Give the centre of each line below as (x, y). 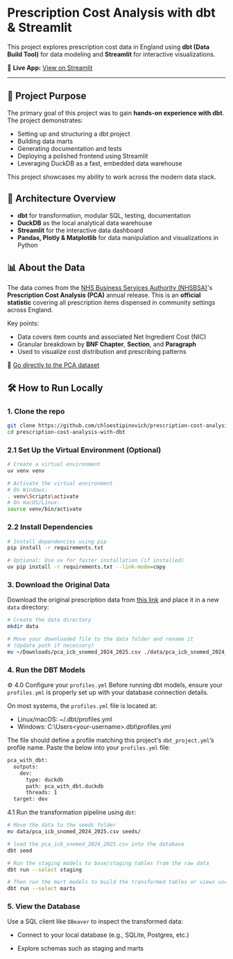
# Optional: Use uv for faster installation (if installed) (96, 561)
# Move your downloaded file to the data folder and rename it (101, 639)
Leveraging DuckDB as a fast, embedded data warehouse (100, 163)
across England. (30, 310)
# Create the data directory (49, 620)
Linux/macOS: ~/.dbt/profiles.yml (64, 719)
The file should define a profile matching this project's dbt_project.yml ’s (111, 740)
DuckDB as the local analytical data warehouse (85, 223)
